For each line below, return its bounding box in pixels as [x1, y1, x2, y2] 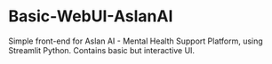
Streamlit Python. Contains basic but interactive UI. [8, 44, 196, 55]
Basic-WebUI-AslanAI [8, 6, 173, 27]
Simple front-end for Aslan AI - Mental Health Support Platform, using [8, 36, 263, 46]
